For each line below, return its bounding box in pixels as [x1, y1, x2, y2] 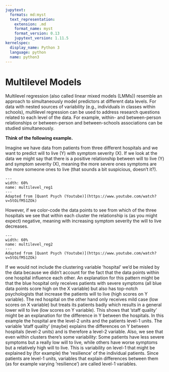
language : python [10, 50, 46, 55]
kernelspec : [5, 40, 30, 46]
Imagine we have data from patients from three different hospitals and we [5, 145, 158, 151]
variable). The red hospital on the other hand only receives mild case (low [5, 297, 158, 303]
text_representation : [10, 17, 55, 22]
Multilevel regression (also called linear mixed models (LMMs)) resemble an [5, 93, 162, 99]
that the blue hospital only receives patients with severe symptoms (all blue [5, 280, 162, 286]
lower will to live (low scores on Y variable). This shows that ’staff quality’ [5, 307, 157, 313]
